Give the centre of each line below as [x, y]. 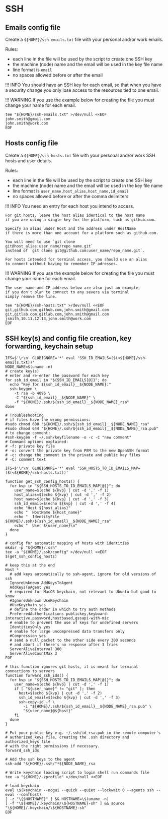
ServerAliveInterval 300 [36, 649]
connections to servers [30, 671]
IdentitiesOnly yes [30, 627]
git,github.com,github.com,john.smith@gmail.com [57, 310]
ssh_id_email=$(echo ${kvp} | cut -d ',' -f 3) [69, 698]
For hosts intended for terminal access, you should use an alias [76, 259]
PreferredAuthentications [37, 614]
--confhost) [29, 794]
